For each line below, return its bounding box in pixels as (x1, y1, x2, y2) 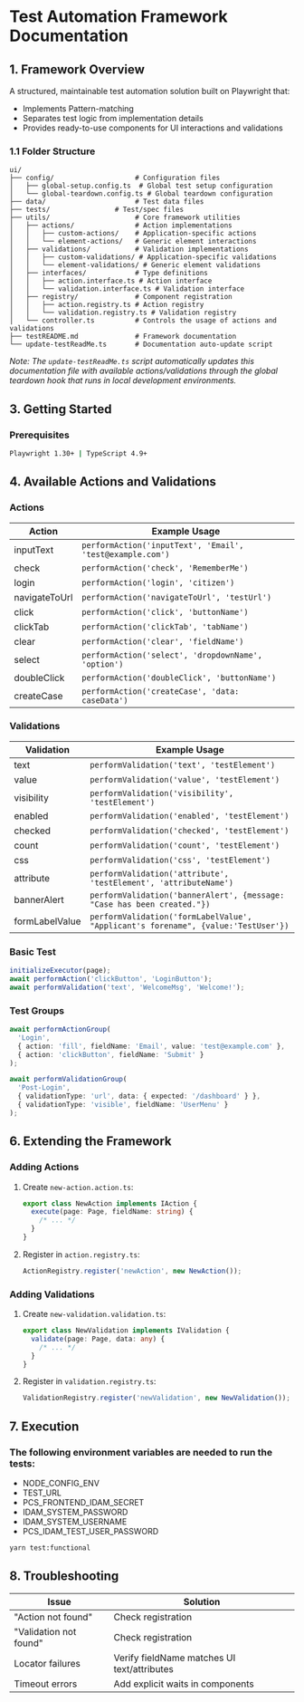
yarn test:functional (9, 1543, 91, 1553)
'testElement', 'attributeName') (90, 877, 233, 888)
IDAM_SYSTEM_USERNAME (22, 1515, 128, 1527)
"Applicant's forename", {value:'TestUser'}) (90, 920, 290, 930)
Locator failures (14, 1657, 81, 1669)
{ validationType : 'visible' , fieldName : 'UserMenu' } (17, 1101, 229, 1110)
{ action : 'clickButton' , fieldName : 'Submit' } (17, 1050, 204, 1059)
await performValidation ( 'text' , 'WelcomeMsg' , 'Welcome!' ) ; (9, 983, 245, 992)
